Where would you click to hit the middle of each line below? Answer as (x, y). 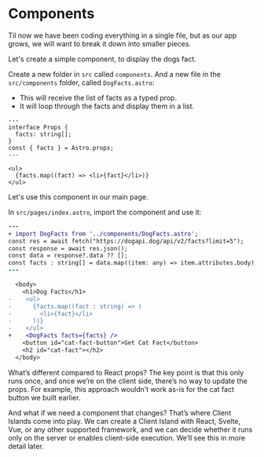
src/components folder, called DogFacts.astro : (81, 82)
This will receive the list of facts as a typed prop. (98, 97)
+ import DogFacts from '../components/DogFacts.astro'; (103, 234)
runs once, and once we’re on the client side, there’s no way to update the (128, 381)
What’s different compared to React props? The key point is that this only (126, 372)
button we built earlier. (44, 397)
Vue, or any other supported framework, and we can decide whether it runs (130, 430)
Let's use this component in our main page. (78, 196)
